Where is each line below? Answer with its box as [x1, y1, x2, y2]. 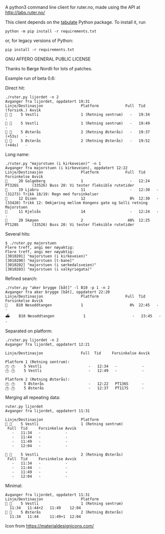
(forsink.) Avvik [5, 108, 41, 113]
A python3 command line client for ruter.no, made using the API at [5, 4, 141, 10]
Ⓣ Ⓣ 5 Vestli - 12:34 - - [5, 364, 144, 369]
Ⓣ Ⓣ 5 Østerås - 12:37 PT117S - [5, 386, 144, 391]
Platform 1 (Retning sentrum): [5, 359, 70, 364]
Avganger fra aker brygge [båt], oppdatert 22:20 [5, 289, 110, 294]
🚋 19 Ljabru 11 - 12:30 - [5, 187, 159, 192]
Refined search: [5, 275, 38, 281]
